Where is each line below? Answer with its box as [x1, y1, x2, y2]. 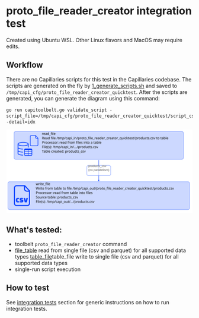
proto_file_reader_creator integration [6, 4, 192, 18]
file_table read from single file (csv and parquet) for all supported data [14, 247, 187, 254]
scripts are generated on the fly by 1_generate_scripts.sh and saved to [6, 82, 178, 89]
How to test [6, 283, 49, 293]
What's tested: [6, 225, 62, 235]
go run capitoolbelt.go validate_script [6, 107, 108, 113]
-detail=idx [6, 119, 36, 125]
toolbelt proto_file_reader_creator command [14, 241, 127, 247]
